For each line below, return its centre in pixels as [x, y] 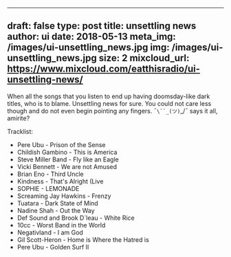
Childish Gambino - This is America [67, 152]
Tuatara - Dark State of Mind [57, 203]
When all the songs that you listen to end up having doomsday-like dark [109, 96]
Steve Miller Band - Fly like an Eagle [68, 159]
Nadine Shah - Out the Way [56, 210]
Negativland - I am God [50, 232]
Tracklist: [20, 131]
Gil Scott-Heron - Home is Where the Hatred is [83, 239]
